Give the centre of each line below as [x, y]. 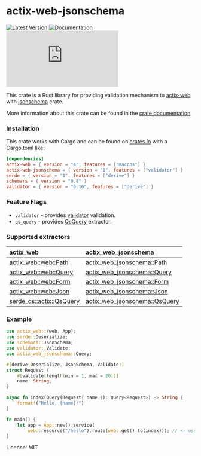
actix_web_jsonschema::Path [127, 262]
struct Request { [28, 370]
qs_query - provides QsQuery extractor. [63, 221]
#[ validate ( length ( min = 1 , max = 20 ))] [68, 376]
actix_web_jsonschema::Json [127, 292]
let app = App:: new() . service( [56, 425]
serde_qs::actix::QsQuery [45, 301]
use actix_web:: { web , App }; [41, 332]
